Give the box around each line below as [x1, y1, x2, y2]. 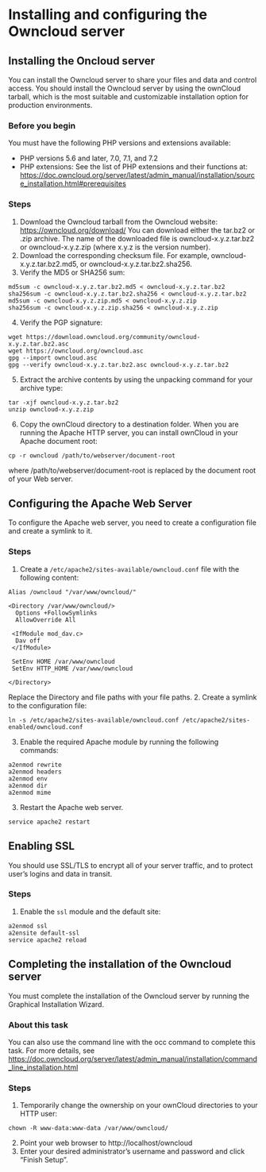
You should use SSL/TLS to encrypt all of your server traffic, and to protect [8, 860, 253, 870]
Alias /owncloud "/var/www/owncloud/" [8, 588, 137, 596]
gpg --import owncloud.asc [8, 353, 98, 362]
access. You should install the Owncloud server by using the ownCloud [8, 83, 241, 93]
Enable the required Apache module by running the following [19, 737, 219, 746]
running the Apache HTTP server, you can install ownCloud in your [19, 427, 238, 438]
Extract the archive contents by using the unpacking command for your [19, 375, 253, 384]
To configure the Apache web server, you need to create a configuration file [8, 518, 256, 527]
